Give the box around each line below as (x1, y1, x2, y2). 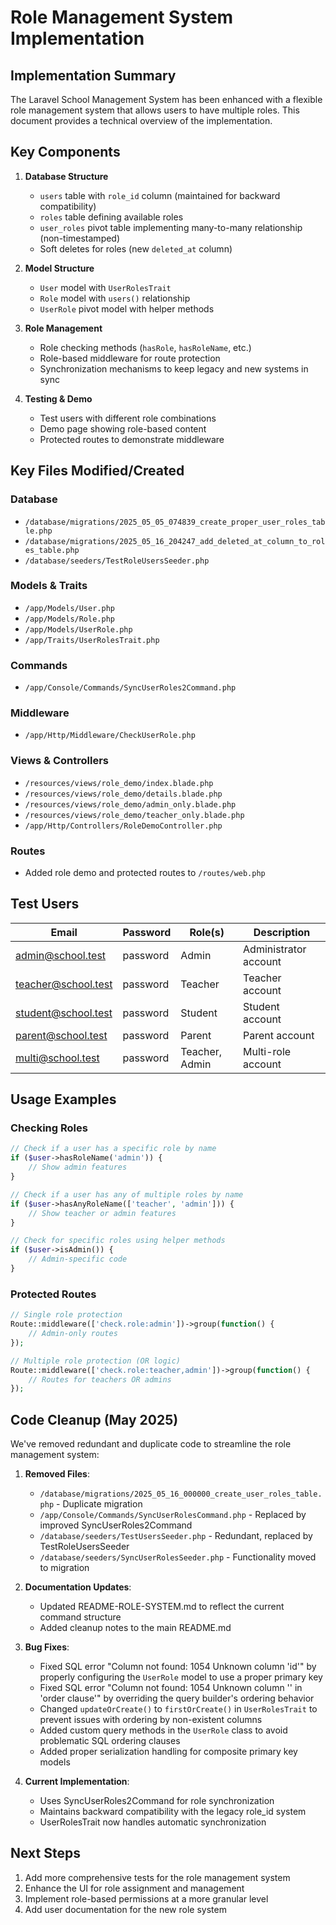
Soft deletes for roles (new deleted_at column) (39, 242, 233, 255)
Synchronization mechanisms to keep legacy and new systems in (39, 362, 309, 375)
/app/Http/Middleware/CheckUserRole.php (24, 731, 196, 741)
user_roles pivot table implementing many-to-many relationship (39, 221, 303, 233)
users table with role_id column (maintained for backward (39, 189, 281, 201)
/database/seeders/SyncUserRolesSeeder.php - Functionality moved (39, 1551, 317, 1563)
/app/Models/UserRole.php (24, 624, 133, 635)
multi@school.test (15, 1051, 100, 1065)
